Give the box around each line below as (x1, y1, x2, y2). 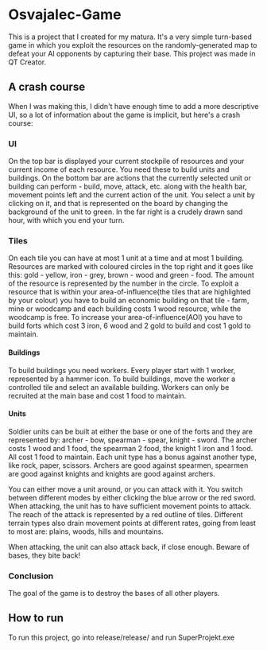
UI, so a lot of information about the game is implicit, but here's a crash (8, 110, 241, 119)
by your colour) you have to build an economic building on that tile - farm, (8, 296, 250, 306)
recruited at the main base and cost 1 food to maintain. (8, 391, 187, 400)
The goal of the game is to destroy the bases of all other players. (8, 589, 220, 598)
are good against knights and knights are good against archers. (8, 469, 216, 478)
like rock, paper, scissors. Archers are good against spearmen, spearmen (8, 460, 249, 470)
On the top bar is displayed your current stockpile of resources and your (8, 157, 245, 166)
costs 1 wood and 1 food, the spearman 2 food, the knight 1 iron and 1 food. (8, 443, 253, 453)
